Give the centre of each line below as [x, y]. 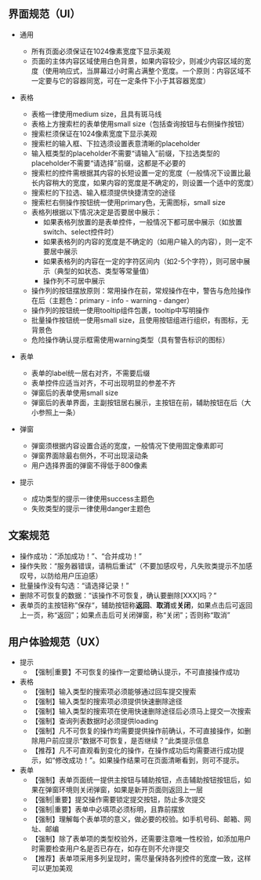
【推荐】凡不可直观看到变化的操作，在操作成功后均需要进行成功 [134, 750]
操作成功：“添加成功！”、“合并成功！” [81, 556]
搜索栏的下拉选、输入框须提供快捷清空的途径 [103, 192]
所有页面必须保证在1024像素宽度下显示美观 [101, 51]
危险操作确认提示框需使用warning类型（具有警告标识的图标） [130, 339]
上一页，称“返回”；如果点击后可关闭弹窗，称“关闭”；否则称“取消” [125, 615]
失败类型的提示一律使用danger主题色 [91, 508]
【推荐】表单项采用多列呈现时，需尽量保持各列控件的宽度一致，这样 [141, 859]
